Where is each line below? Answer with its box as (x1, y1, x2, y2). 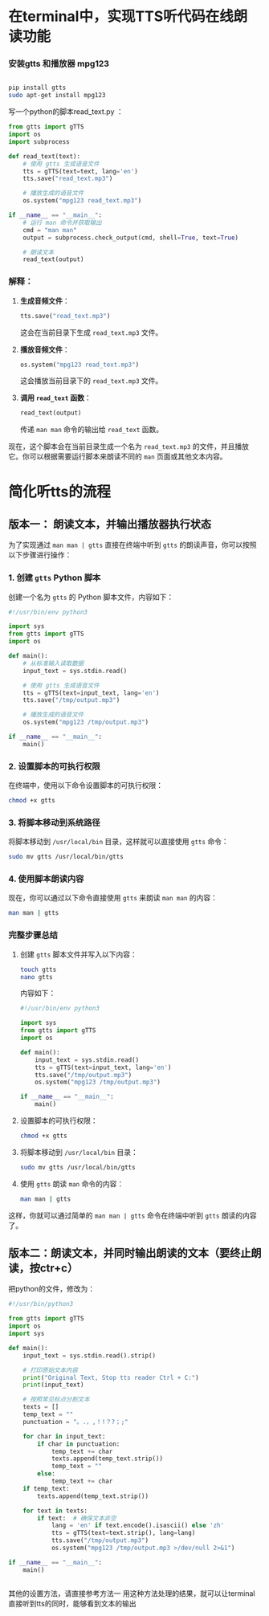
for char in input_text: (22, 1432, 106, 1440)
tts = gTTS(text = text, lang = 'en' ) (22, 167, 138, 175)
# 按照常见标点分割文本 (22, 1395, 90, 1404)
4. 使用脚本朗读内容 (8, 873, 84, 884)
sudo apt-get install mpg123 (8, 92, 106, 100)
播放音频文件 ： (19, 345, 70, 354)
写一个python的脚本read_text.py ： (8, 107, 124, 116)
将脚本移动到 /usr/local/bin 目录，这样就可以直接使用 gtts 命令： (8, 837, 229, 847)
